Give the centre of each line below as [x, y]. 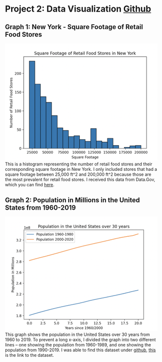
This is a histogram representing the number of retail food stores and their [79, 164]
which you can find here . [30, 185]
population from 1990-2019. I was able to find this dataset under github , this [81, 350]
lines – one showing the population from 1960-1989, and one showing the [78, 345]
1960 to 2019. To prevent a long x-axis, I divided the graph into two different [81, 339]
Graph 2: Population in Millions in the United [73, 200]
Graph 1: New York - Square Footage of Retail [74, 27]
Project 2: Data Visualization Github [78, 9]
